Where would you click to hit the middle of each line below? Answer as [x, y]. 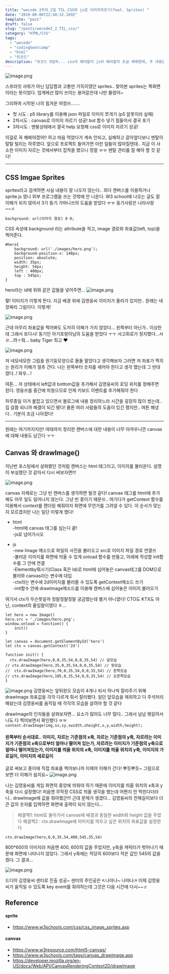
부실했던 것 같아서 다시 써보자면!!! [43, 472]
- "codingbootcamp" [30, 47]
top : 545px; [28, 276]
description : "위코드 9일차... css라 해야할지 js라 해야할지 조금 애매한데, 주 [79, 62]
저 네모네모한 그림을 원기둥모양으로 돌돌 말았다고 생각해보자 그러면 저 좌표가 [80, 361]
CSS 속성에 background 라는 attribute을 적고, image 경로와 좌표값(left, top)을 [82, 229]
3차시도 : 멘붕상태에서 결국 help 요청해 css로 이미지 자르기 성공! [75, 127]
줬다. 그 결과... [19, 860]
